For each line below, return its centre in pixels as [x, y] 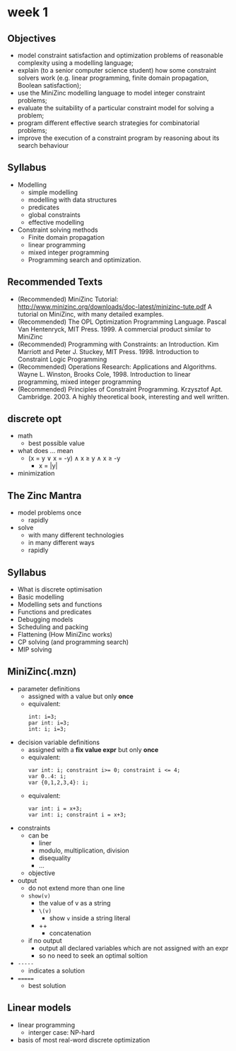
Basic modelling [41, 597]
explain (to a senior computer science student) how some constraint [117, 70]
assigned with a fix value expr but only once [93, 749]
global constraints [54, 215]
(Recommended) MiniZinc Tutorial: [68, 299]
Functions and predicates [54, 612]
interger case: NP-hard [61, 1032]
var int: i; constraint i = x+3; [77, 815]
